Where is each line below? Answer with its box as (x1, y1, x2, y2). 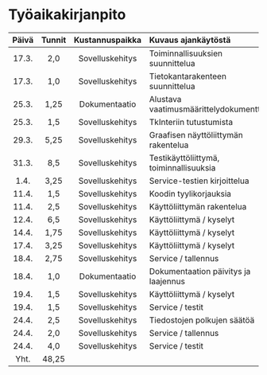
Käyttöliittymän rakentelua (149, 201, 247, 212)
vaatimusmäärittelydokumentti (149, 104, 262, 115)
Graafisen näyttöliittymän (149, 129, 244, 140)
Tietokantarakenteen (149, 70, 226, 81)
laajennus (149, 275, 185, 287)
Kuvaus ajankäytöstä (149, 34, 231, 45)
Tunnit (41, 34, 67, 45)
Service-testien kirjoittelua (149, 175, 250, 186)
